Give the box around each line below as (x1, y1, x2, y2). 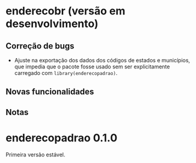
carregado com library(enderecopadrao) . (14, 70, 118, 76)
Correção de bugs (5, 41, 75, 51)
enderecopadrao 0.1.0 (5, 131, 118, 144)
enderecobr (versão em (5, 4, 126, 18)
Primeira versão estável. (5, 151, 66, 158)
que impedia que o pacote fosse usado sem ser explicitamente (14, 63, 170, 70)
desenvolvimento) (5, 17, 99, 31)
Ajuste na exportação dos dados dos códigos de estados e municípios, (14, 57, 191, 64)
